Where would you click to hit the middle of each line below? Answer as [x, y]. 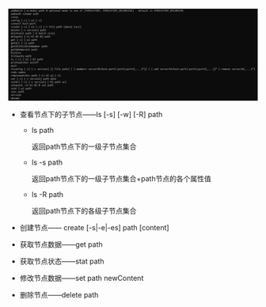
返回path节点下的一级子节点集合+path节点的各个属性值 [121, 179]
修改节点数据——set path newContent [82, 279]
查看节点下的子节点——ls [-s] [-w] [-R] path [91, 115]
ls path [42, 131]
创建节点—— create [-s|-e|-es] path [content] [94, 228]
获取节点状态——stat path [62, 261]
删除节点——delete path [59, 295]
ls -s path [47, 162]
